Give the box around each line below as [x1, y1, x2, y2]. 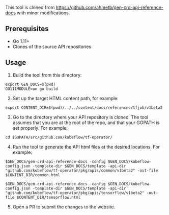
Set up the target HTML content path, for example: [12, 95, 119, 101]
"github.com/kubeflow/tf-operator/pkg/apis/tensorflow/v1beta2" [5, 190, 145, 196]
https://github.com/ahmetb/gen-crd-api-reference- [55, 5, 164, 10]
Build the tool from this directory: [12, 71, 82, 78]
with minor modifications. [17, 10, 70, 16]
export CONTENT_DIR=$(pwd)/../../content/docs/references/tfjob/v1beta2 [5, 105, 163, 110]
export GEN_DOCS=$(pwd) [5, 82, 56, 87]
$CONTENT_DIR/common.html [5, 172, 60, 178]
